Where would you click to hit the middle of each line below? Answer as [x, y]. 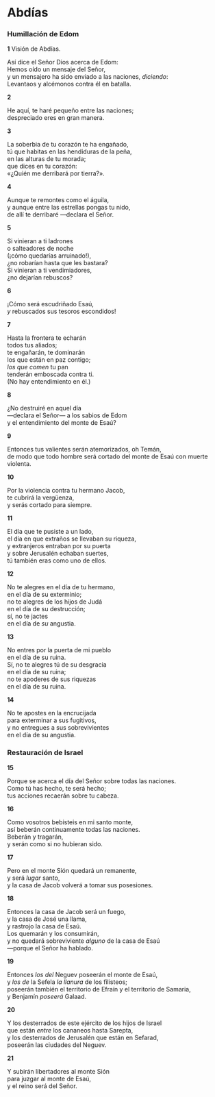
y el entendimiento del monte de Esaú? [62, 423]
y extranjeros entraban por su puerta [59, 546]
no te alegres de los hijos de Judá [55, 602]
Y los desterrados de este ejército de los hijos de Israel [85, 1023]
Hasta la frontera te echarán [47, 338]
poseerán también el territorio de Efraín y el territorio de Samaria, [99, 989]
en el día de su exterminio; [45, 595]
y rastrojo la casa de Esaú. [45, 926]
